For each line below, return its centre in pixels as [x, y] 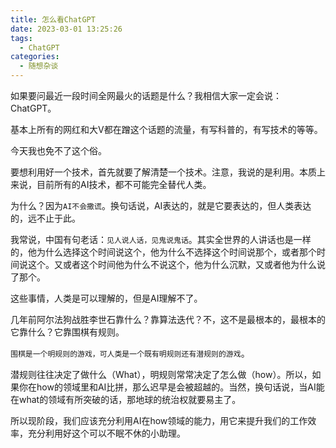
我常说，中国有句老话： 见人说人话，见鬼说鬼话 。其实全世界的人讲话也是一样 [161, 239]
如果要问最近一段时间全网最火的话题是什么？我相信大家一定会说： [146, 95]
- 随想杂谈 [39, 66]
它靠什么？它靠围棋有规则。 [67, 332]
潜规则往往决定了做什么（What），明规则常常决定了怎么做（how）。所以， [161, 374]
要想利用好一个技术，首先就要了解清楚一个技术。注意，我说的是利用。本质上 [168, 172]
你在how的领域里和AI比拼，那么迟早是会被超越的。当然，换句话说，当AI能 [171, 387]
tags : [21, 38]
